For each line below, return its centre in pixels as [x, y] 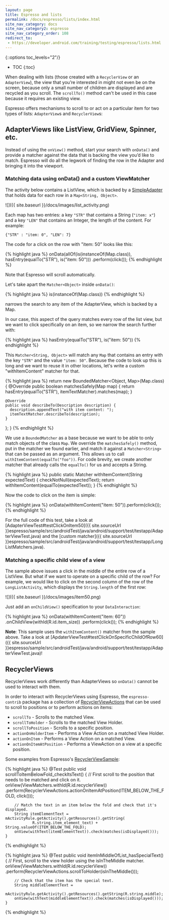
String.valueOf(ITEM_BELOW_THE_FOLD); [46, 827]
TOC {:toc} [24, 67]
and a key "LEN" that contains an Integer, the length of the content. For [78, 220]
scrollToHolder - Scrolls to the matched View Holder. [68, 722]
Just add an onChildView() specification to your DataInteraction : [73, 607]
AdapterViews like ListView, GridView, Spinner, [81, 130]
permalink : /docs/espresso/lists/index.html [53, 19]
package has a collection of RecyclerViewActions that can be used [92, 702]
